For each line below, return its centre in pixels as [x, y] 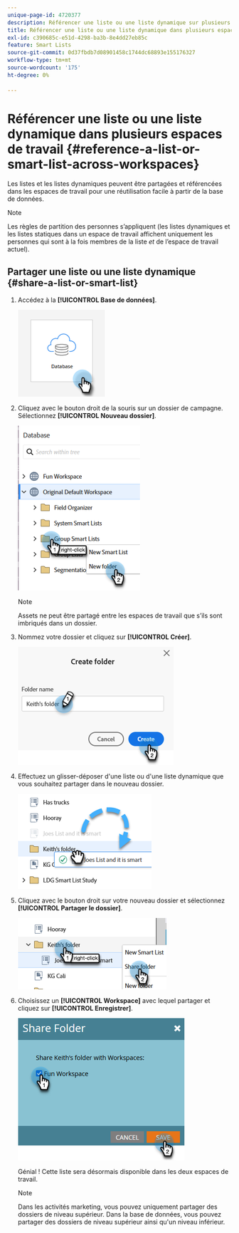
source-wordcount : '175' [44, 68]
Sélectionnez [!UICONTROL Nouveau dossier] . [87, 416]
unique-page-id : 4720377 [44, 15]
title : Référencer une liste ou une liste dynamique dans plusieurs [111, 30]
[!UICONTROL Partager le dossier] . [70, 908]
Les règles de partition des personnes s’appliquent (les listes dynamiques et [119, 227]
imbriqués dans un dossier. [57, 623]
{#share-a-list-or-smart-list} [73, 282]
